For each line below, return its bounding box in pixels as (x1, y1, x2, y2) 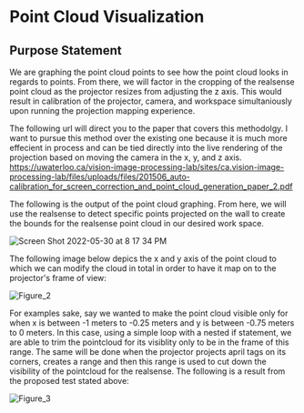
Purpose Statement (9, 43, 122, 58)
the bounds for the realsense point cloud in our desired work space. (9, 218, 264, 228)
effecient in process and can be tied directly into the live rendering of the (9, 143, 283, 153)
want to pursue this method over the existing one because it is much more (9, 133, 289, 143)
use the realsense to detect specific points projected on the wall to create (9, 208, 286, 219)
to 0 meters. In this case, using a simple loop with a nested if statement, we (9, 327, 292, 337)
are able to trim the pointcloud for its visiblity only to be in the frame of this (9, 337, 289, 348)
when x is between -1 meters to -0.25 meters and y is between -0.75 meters (9, 317, 295, 328)
